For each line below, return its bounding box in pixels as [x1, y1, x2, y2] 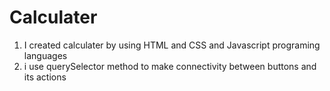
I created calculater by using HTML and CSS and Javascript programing [23, 39, 321, 51]
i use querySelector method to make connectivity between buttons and [23, 60, 317, 72]
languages [23, 49, 68, 61]
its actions [23, 71, 67, 83]
